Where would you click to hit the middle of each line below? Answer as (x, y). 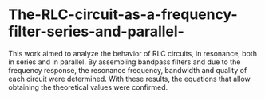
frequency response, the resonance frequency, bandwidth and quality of (128, 70)
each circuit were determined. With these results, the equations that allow (129, 79)
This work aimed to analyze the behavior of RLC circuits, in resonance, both (133, 53)
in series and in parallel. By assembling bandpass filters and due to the (125, 62)
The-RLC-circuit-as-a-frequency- (123, 15)
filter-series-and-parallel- (97, 31)
